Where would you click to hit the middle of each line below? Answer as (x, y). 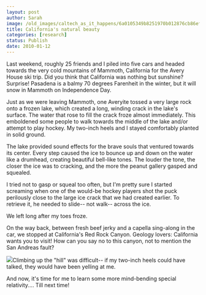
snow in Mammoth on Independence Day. (59, 90)
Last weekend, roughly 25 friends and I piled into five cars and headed (96, 64)
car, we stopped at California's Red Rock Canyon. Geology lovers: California (102, 234)
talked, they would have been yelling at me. (61, 266)
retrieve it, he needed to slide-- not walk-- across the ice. (79, 204)
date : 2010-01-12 (29, 47)
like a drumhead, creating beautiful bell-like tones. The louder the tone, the (101, 159)
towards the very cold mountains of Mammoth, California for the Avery (95, 70)
